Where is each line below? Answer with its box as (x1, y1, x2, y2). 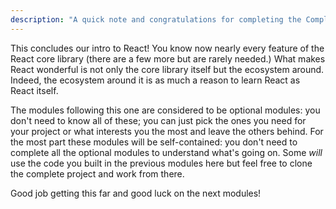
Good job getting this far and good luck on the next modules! (10, 187, 262, 199)
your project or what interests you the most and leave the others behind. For (10, 125, 324, 137)
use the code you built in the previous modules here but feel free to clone (10, 157, 313, 169)
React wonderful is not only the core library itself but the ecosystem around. (10, 63, 325, 75)
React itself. (10, 84, 59, 96)
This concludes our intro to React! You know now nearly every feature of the (10, 42, 325, 54)
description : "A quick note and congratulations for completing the (10, 14, 302, 25)
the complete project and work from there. (10, 167, 185, 180)
